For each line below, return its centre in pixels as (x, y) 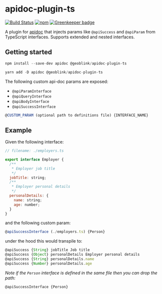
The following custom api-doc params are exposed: (57, 82)
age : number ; (27, 205)
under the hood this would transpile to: (44, 241)
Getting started (29, 52)
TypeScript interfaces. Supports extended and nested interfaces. (70, 37)
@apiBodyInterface (31, 101)
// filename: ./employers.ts (34, 151)
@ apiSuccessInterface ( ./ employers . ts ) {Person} (55, 232)
